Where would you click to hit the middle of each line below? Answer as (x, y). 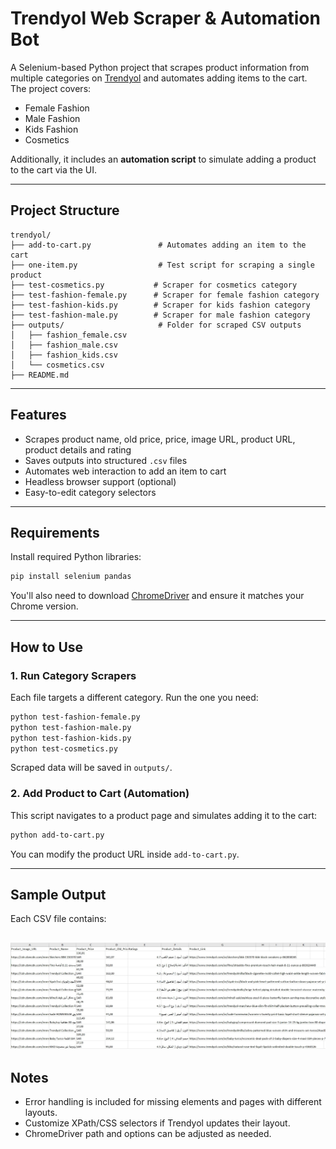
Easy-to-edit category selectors (90, 492)
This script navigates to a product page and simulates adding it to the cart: (164, 815)
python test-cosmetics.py (64, 748)
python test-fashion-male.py (71, 727)
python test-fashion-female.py (75, 717)
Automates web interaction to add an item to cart (125, 471)
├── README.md (40, 375)
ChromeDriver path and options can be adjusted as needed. (148, 1134)
